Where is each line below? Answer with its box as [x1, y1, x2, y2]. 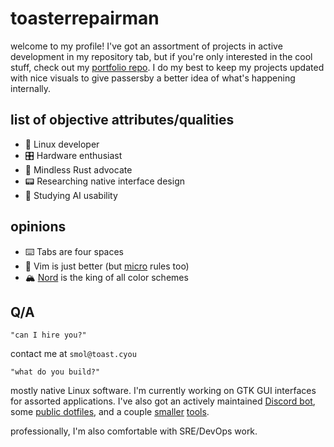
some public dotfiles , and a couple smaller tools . [10, 406, 210, 418]
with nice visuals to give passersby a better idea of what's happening [10, 72, 296, 84]
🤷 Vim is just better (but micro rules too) [24, 260, 190, 272]
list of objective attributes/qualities [10, 112, 235, 129]
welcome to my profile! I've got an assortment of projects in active [10, 40, 283, 52]
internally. [10, 82, 52, 94]
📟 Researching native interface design [24, 175, 185, 187]
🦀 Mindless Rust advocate [24, 163, 133, 176]
